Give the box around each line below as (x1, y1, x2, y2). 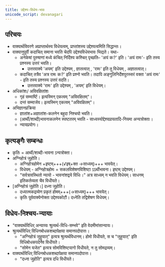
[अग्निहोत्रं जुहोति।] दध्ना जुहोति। (12, 183, 65, 189)
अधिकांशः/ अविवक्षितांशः (12, 88, 49, 94)
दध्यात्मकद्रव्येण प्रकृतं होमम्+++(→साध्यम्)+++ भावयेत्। (19, 189, 110, 195)
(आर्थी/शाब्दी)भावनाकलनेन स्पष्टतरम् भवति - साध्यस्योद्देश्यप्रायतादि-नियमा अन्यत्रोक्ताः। (19, 116, 154, 122)
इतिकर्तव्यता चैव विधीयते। (19, 178, 60, 184)
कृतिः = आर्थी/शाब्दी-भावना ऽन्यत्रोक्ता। (12, 150, 73, 156)
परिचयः (5, 30, 22, 39)
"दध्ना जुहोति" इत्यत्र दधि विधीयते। (19, 256, 74, 262)
